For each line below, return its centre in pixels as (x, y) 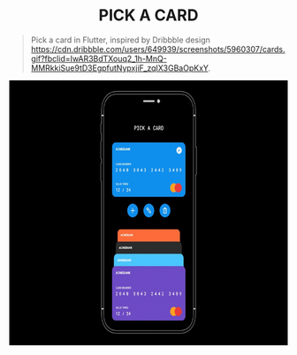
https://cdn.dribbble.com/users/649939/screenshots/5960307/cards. (158, 49)
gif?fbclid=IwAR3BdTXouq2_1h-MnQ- (99, 58)
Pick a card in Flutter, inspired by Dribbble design (120, 40)
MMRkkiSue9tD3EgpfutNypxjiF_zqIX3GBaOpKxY (120, 68)
